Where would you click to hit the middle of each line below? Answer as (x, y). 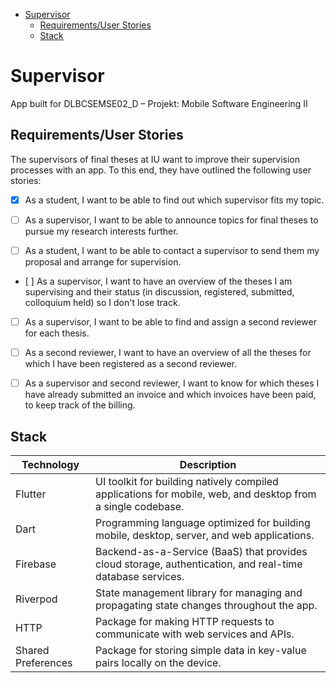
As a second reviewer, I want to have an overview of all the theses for (168, 352)
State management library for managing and (199, 592)
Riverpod (36, 599)
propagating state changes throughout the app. (206, 605)
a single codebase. (140, 506)
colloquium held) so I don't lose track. (102, 302)
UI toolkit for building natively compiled (187, 481)
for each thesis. (57, 333)
